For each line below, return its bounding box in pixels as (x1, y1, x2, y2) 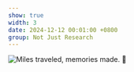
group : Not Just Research (8, 33, 93, 41)
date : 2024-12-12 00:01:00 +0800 (8, 26, 118, 34)
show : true (8, 11, 44, 20)
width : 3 (8, 19, 37, 27)
